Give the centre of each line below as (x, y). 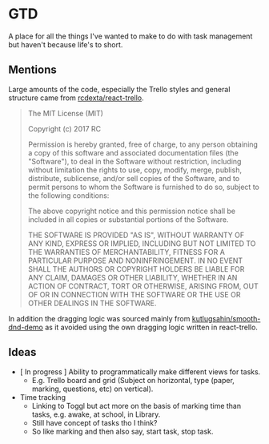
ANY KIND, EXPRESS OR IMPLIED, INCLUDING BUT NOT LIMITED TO (142, 243)
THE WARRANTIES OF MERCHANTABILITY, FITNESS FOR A (126, 252)
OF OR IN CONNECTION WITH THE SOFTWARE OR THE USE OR (134, 294)
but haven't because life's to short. (66, 44)
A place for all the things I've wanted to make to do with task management (130, 36)
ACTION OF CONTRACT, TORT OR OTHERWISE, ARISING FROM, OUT (143, 286)
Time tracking (43, 397)
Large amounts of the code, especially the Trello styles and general (119, 89)
